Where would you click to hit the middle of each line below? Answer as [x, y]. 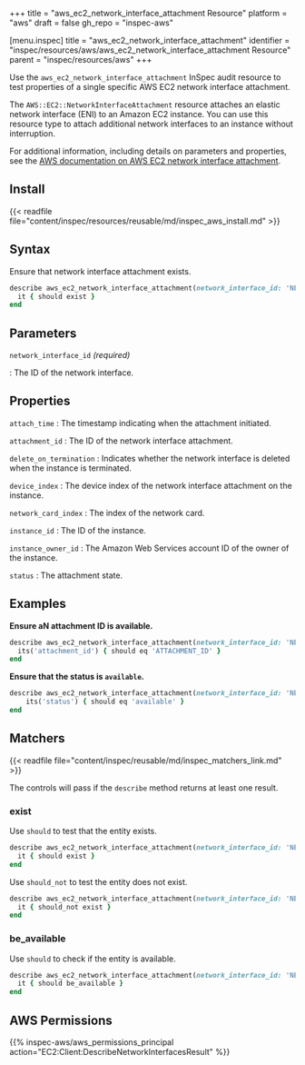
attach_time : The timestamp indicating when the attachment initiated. [141, 423]
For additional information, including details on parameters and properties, [148, 151]
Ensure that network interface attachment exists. [100, 271]
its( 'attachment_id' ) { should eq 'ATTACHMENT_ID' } [119, 651]
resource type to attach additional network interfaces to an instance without [151, 124]
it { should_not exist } [64, 907]
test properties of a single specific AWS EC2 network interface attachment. [150, 87]
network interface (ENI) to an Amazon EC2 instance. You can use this [139, 114]
